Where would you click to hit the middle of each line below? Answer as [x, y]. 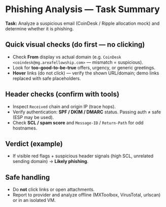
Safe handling [28, 177]
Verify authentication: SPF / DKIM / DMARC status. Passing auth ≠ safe [87, 112]
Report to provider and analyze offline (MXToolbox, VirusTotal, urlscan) [87, 195]
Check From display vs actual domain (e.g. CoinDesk [67, 57]
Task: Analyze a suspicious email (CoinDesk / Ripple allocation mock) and [82, 23]
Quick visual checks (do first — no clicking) [75, 45]
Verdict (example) [34, 143]
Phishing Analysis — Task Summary [83, 9]
